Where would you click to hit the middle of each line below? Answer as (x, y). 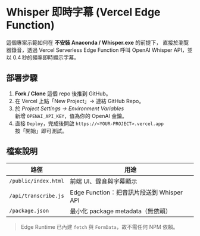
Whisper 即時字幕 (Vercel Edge (83, 12)
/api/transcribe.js (37, 195)
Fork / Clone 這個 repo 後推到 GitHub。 (63, 94)
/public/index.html (37, 181)
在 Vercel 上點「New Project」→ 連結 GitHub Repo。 (79, 101)
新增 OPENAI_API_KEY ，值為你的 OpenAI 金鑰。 (71, 116)
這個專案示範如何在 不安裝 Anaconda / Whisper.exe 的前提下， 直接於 (92, 42)
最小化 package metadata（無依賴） (121, 211)
